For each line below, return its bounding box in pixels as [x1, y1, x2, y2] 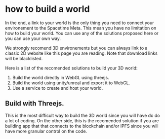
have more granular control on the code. [5, 128, 87, 134]
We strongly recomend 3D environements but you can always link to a [5, 45, 148, 51]
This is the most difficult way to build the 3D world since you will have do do [5, 112, 160, 118]
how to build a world [5, 3, 90, 15]
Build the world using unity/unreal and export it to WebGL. [12, 80, 130, 86]
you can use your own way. [5, 35, 61, 41]
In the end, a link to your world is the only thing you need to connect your [5, 20, 154, 26]
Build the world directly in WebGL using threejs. [12, 74, 110, 80]
